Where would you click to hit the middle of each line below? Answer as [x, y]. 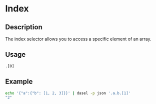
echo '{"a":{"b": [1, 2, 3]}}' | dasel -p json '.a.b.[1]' [68, 93]
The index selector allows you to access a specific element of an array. [78, 39]
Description [24, 27]
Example [19, 82]
